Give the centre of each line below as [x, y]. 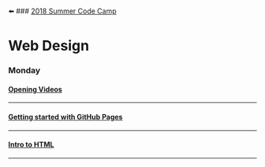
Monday [24, 71]
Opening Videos [35, 89]
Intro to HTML [31, 145]
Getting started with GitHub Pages [65, 117]
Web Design [49, 46]
